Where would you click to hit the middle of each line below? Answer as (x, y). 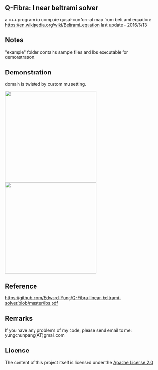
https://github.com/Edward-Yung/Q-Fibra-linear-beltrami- (63, 298)
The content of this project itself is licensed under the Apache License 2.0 (79, 362)
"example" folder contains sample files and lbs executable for (67, 52)
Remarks (19, 318)
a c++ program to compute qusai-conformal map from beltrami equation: (78, 19)
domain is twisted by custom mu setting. (45, 84)
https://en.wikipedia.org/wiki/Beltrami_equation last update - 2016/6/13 (76, 25)
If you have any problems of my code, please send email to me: (69, 330)
